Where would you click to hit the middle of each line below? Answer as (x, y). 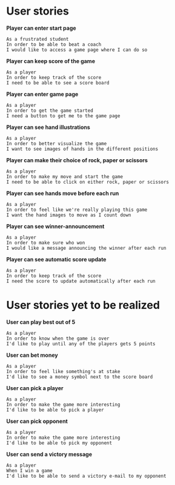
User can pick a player (35, 388)
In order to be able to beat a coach (54, 44)
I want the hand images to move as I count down (69, 215)
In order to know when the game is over (58, 339)
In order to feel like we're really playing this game (77, 210)
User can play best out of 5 (41, 322)
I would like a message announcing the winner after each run (86, 248)
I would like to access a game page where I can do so (77, 50)
